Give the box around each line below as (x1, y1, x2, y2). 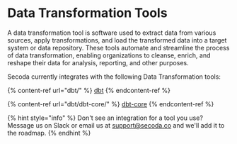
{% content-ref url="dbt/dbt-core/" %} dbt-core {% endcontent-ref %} (7, 99, 214, 108)
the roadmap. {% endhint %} (7, 128, 91, 137)
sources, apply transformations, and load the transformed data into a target (7, 35, 227, 44)
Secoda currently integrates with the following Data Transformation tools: (7, 72, 221, 81)
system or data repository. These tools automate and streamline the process (7, 43, 230, 52)
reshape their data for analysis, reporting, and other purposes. (7, 58, 189, 67)
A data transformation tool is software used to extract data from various (7, 28, 216, 37)
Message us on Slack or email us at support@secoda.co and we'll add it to (7, 121, 225, 129)
